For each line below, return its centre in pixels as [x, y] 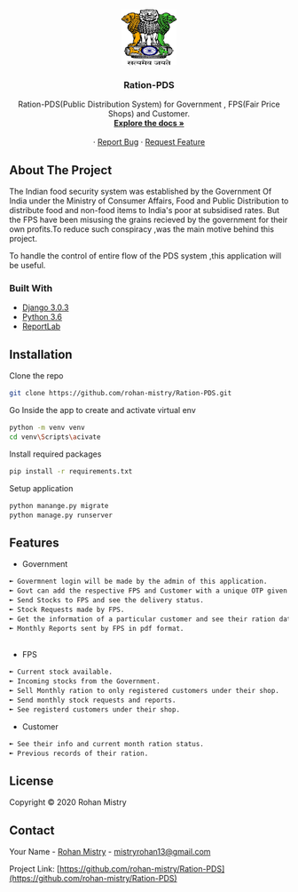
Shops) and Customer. [149, 114]
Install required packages [55, 454]
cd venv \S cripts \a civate [55, 437]
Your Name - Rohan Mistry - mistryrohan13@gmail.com [110, 852]
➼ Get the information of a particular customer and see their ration [142, 619]
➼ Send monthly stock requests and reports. [93, 701]
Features [34, 542]
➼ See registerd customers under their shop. [94, 709]
